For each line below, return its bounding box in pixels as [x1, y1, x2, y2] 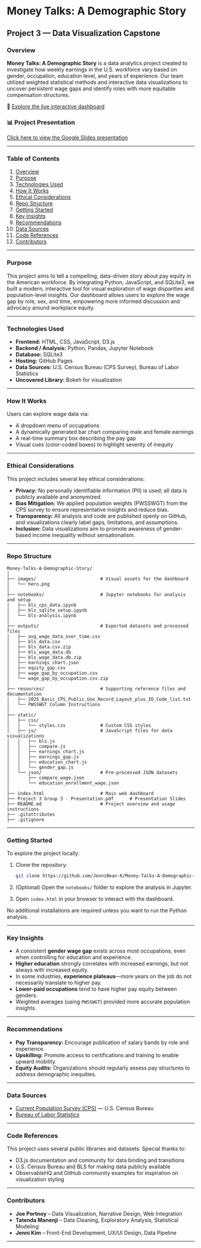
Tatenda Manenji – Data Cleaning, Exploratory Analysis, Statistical [15, 1216, 178, 1223]
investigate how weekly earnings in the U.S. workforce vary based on [7, 66, 178, 73]
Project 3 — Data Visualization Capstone [7, 28, 160, 38]
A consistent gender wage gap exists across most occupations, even [15, 947, 186, 955]
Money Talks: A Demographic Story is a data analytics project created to [7, 59, 187, 66]
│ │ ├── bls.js [7, 738, 55, 744]
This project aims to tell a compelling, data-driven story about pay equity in [7, 272, 191, 279]
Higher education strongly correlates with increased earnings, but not [15, 960, 188, 967]
